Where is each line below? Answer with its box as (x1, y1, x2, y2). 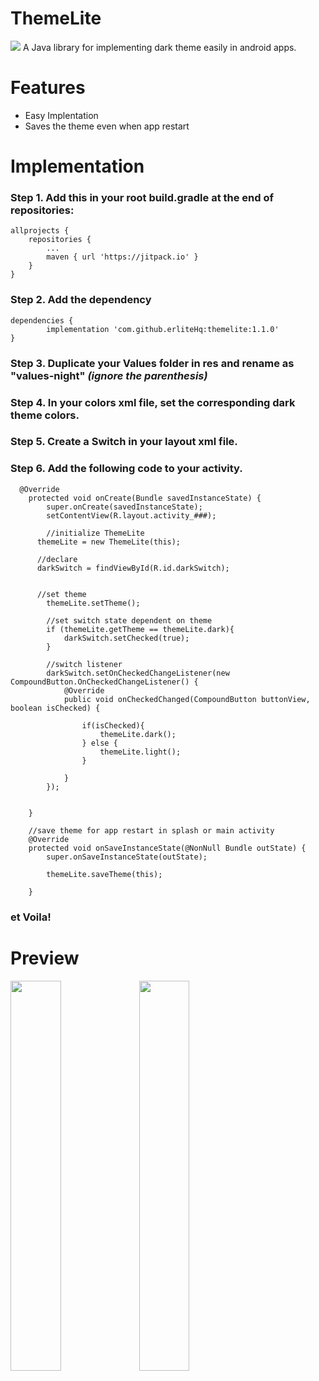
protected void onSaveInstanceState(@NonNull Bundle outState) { (28, 843, 307, 853)
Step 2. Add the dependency (10, 293, 152, 307)
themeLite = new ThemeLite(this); (36, 537, 182, 547)
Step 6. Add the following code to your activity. (10, 462, 243, 476)
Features (10, 77, 86, 99)
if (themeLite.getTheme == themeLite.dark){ (46, 624, 235, 634)
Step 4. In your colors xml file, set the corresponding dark (10, 395, 296, 409)
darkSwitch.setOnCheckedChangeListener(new (46, 668, 230, 678)
